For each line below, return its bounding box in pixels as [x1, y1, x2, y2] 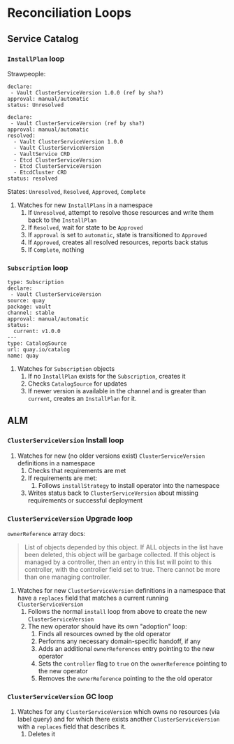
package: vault [7, 303, 52, 311]
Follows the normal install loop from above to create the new [27, 608, 207, 616]
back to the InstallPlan [27, 216, 97, 224]
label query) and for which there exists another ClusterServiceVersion [17, 715, 220, 724]
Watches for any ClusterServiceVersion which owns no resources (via [17, 708, 220, 716]
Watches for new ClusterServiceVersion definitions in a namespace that [17, 587, 226, 595]
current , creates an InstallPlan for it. [27, 394, 137, 403]
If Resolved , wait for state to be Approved [27, 223, 143, 232]
